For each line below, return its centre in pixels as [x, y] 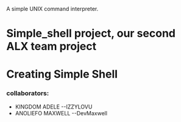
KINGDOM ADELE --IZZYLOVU [54, 107]
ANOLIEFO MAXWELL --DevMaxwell [61, 113]
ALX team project [51, 47]
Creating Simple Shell [62, 74]
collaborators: [28, 93]
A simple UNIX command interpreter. [52, 9]
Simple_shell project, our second [91, 34]
